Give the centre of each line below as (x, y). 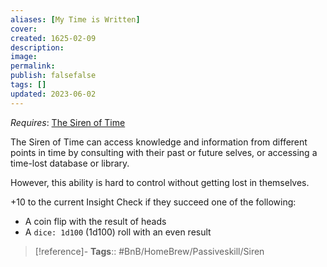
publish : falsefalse (53, 76)
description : (37, 47)
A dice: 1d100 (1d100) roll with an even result (118, 232)
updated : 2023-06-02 (53, 94)
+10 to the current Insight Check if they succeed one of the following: (153, 202)
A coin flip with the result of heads (95, 221)
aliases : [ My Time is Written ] (75, 19)
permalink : (33, 66)
